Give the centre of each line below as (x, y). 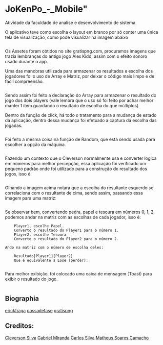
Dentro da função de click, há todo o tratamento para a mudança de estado (81, 115)
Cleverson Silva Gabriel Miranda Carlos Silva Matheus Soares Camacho (77, 338)
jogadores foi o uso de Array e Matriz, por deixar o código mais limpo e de (80, 76)
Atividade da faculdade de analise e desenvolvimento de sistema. (71, 23)
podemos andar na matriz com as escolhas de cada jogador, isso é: (73, 217)
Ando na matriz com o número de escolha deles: (54, 247)
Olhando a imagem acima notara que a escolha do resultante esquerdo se (79, 188)
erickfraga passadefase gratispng (39, 310)
